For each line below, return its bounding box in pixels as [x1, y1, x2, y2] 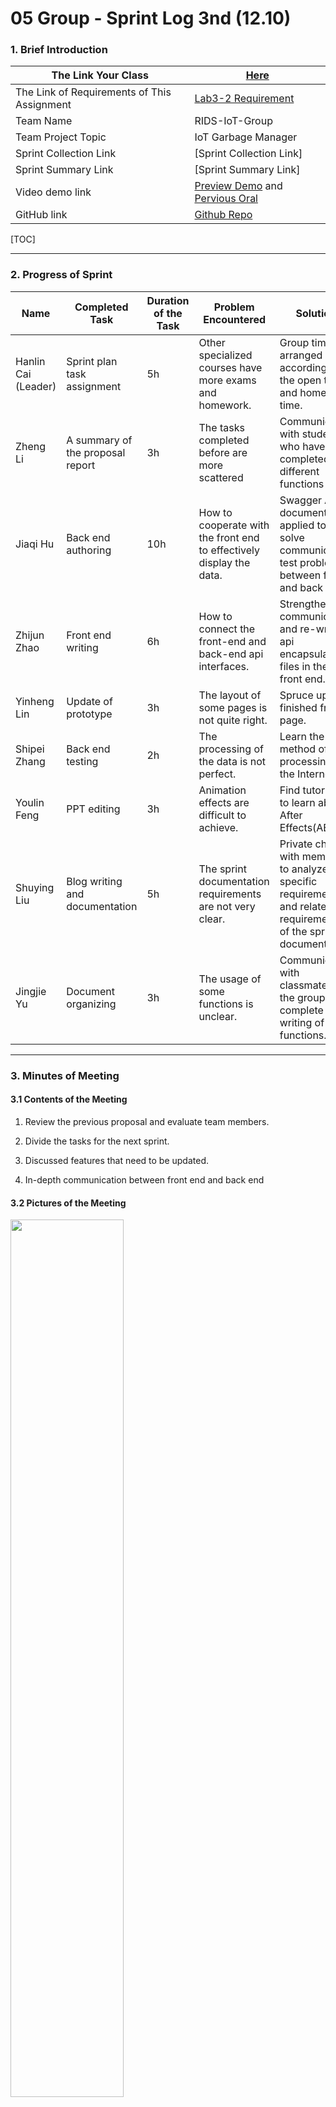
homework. [198, 398, 252, 412]
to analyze [279, 862, 328, 876]
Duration [146, 293, 190, 307]
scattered [198, 470, 244, 484]
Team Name [15, 114, 73, 128]
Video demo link [15, 185, 92, 199]
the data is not [198, 754, 267, 768]
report [66, 458, 96, 472]
